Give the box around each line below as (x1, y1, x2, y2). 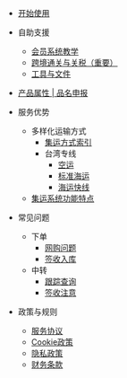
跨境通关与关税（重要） (30, 57, 118, 67)
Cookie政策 (30, 337, 73, 347)
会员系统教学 (30, 46, 79, 57)
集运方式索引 (44, 137, 92, 147)
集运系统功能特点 (30, 193, 95, 204)
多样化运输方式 (30, 126, 87, 136)
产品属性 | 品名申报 (17, 88, 89, 98)
